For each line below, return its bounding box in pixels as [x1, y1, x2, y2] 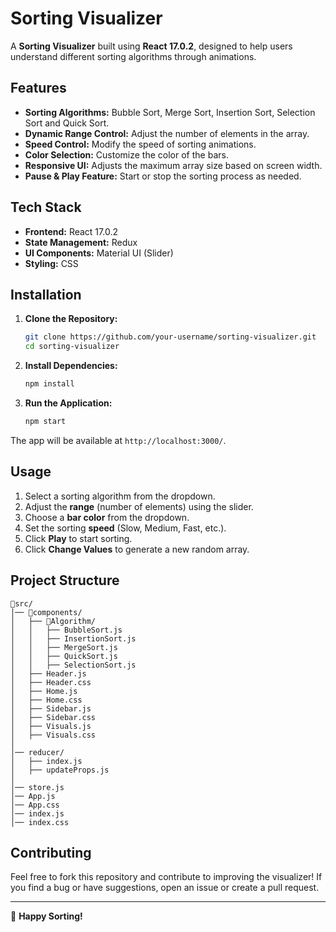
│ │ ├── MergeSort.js [10, 642, 118, 652]
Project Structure [10, 572, 120, 589]
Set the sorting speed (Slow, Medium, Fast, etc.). [24, 522, 227, 534]
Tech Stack [10, 199, 82, 216]
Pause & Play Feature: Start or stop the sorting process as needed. [24, 170, 302, 182]
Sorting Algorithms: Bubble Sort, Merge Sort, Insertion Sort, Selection [24, 106, 316, 118]
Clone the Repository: [24, 313, 118, 325]
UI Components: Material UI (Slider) [24, 247, 174, 259]
